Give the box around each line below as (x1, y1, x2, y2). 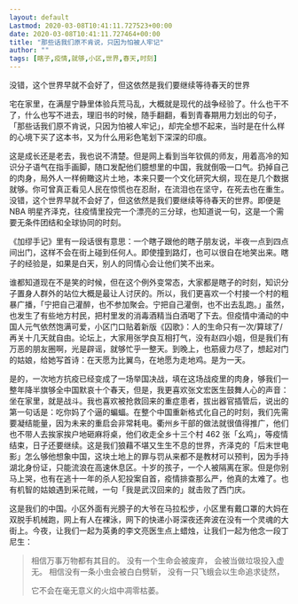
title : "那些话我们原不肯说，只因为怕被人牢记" (9, 37, 164, 47)
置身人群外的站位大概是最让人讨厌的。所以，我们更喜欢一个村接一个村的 (16, 288, 281, 298)
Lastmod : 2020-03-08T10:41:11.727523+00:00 (9, 21, 173, 30)
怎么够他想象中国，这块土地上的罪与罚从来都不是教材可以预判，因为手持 (24, 451, 289, 461)
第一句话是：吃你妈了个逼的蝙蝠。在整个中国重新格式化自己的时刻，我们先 (9, 407, 281, 417)
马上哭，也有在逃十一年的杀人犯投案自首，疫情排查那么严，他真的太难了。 (9, 474, 281, 483)
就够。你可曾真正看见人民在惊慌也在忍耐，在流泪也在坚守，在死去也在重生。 (9, 184, 289, 194)
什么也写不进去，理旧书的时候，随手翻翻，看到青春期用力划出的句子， (24, 110, 281, 120)
